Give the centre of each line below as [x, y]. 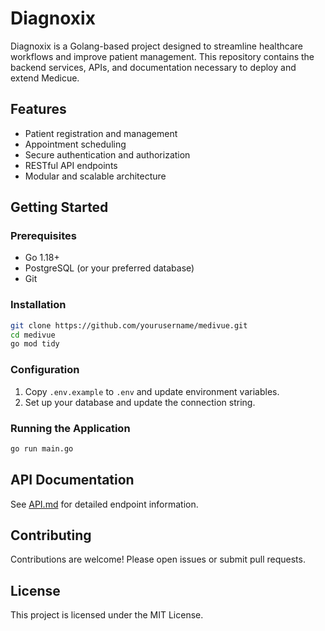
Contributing [51, 535]
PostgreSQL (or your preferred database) [109, 268]
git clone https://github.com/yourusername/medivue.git [129, 325]
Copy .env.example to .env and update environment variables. [152, 391]
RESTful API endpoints [71, 165]
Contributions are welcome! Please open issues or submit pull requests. [158, 559]
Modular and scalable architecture [95, 176]
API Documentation [72, 480]
